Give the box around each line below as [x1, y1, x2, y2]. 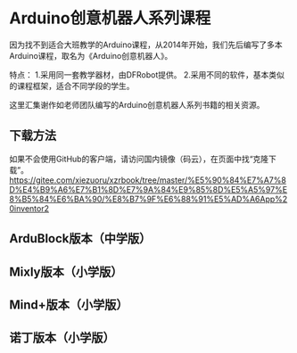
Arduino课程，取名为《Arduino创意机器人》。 [9, 50, 173, 61]
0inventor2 [9, 202, 49, 214]
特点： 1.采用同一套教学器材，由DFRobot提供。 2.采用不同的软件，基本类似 [9, 69, 285, 80]
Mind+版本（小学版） [9, 297, 128, 312]
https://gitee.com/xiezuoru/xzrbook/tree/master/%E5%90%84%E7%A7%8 [9, 175, 287, 185]
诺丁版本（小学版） [9, 331, 115, 346]
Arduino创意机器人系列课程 [9, 8, 211, 29]
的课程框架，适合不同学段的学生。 [9, 80, 135, 91]
